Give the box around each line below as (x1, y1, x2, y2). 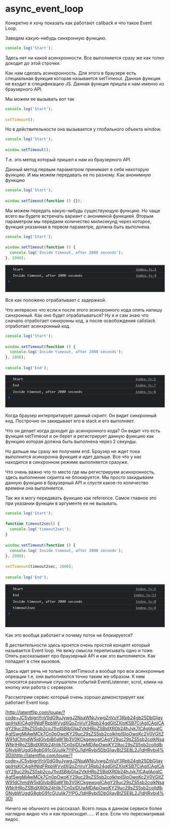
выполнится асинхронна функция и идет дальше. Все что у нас (5, 454, 142, 460)
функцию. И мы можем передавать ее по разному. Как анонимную (5, 172, 151, 178)
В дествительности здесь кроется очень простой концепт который (5, 642, 150, 648)
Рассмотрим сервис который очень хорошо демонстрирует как (5, 694, 144, 700)
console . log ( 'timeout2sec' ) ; (10, 527, 71, 532)
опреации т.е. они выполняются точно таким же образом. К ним (5, 673, 145, 679)
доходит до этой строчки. (5, 60, 61, 66)
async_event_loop (5, 3, 83, 15)
